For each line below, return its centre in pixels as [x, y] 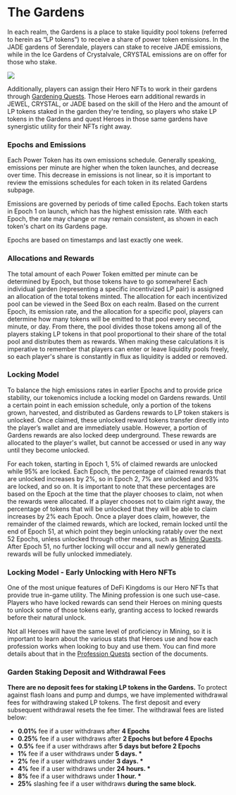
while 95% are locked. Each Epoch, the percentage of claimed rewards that [117, 471]
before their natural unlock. [47, 618]
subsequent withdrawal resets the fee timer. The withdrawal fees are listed [116, 710]
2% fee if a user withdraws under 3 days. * [80, 761]
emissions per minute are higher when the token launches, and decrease [113, 167]
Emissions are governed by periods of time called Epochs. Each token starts [118, 204]
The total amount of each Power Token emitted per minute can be [103, 273]
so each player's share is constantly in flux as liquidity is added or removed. [117, 356]
